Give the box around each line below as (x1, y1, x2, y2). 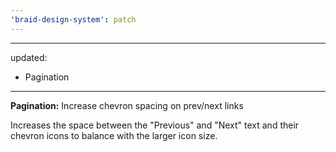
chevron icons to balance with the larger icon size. (10, 129, 218, 141)
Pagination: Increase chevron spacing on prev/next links (10, 99, 244, 111)
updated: (10, 51, 48, 63)
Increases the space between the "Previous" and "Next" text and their (10, 119, 300, 131)
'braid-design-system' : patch (10, 14, 137, 25)
